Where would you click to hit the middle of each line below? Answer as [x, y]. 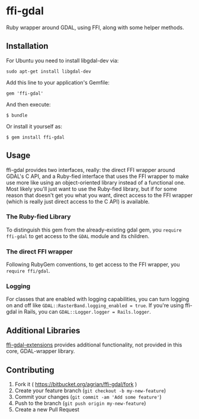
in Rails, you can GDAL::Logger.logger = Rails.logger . [84, 312]
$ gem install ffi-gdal [36, 137]
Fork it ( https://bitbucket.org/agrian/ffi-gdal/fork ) [76, 384]
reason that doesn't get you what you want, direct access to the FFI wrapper [99, 195]
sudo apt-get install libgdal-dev [49, 71]
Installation [27, 46]
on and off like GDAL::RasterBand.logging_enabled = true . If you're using [95, 305]
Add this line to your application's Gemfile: [58, 82]
